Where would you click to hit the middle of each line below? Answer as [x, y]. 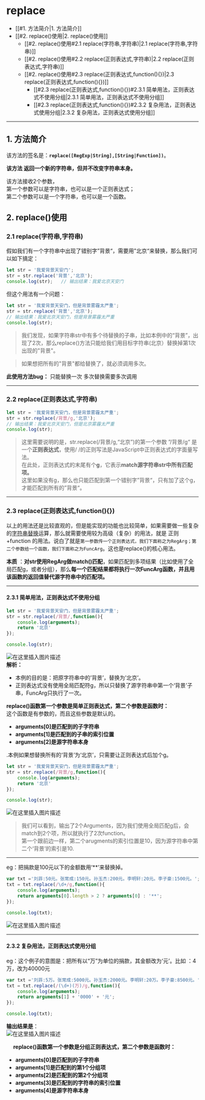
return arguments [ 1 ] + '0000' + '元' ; [66, 997]
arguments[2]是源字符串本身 [52, 742]
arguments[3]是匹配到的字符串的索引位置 [68, 1083]
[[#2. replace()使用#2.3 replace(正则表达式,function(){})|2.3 [99, 74]
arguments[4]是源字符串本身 [52, 1091]
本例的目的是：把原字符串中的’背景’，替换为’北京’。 [80, 678]
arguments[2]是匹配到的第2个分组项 [61, 1075]
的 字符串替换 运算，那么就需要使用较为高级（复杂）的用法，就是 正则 [92, 533]
